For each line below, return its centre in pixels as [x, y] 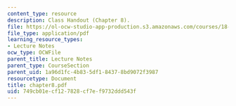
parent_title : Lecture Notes [50, 59]
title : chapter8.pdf [38, 85]
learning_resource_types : [45, 40]
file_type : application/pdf [48, 33]
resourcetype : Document [42, 78]
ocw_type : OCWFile [34, 53]
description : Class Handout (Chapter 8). [69, 20]
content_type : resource [42, 14]
